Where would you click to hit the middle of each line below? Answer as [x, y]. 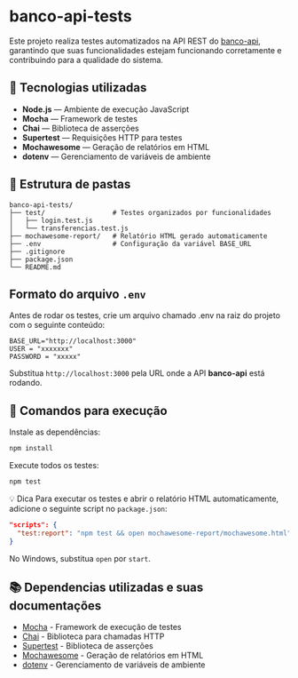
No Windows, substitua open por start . [80, 558]
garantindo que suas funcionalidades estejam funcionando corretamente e [145, 50]
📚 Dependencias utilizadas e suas [106, 587]
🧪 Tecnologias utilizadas [78, 88]
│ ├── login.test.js [51, 220]
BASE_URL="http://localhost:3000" [73, 341]
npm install [31, 449]
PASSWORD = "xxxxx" [45, 357]
